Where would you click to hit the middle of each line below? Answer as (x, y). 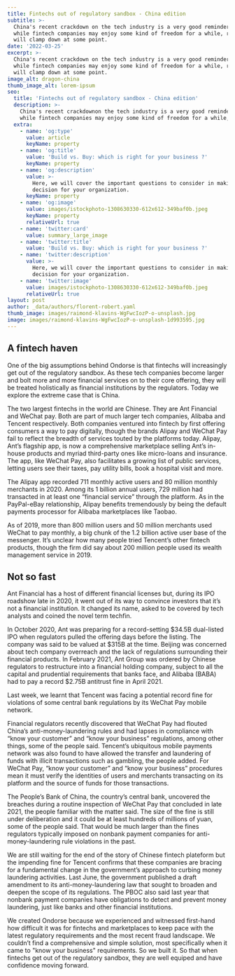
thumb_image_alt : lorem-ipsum (51, 85)
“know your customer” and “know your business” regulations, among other (115, 738)
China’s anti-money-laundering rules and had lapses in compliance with (110, 731)
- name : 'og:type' (47, 131)
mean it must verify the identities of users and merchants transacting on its (115, 776)
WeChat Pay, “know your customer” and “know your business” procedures (115, 769)
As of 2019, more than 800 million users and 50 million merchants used (109, 525)
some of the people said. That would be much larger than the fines (103, 827)
